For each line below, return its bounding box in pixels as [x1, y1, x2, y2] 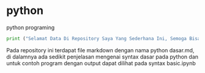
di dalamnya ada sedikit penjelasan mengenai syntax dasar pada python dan [6, 53, 199, 60]
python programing [6, 24, 55, 31]
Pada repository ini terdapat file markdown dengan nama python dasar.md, [6, 46, 195, 54]
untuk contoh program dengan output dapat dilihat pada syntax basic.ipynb [6, 59, 196, 67]
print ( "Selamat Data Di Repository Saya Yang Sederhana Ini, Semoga [6, 35, 187, 41]
